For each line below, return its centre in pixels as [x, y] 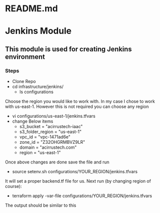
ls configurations [36, 92]
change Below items [33, 121]
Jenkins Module [38, 31]
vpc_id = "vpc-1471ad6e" [45, 137]
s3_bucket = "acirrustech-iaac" [51, 127]
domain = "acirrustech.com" [48, 147]
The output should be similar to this [41, 205]
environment [25, 57]
